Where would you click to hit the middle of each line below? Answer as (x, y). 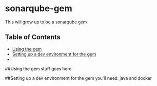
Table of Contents (33, 37)
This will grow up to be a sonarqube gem (46, 22)
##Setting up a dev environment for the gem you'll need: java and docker (78, 78)
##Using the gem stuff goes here (38, 69)
